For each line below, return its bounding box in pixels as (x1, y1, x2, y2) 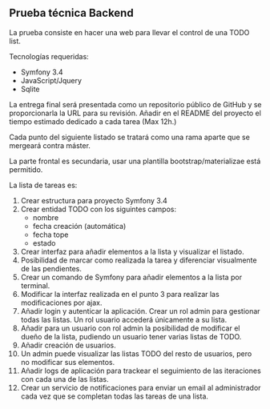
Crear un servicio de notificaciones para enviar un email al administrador (20, 383, 261, 392)
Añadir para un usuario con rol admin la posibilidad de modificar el (20, 323, 240, 333)
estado (32, 238, 56, 247)
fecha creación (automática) (32, 221, 127, 231)
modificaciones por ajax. (20, 298, 103, 307)
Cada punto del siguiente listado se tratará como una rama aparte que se (9, 132, 251, 142)
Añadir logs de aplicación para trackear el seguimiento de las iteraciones (20, 366, 261, 375)
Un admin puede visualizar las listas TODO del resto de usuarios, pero (20, 348, 252, 359)
